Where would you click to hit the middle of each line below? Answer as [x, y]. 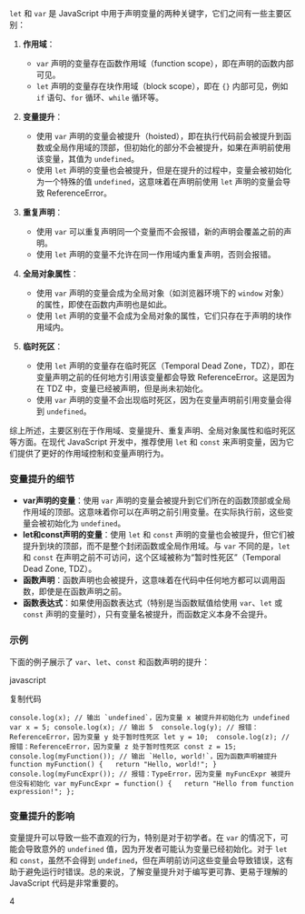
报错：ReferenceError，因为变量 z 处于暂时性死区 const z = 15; [123, 747]
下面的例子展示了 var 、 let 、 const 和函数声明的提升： [110, 661]
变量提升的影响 [42, 816]
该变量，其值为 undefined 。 [87, 159]
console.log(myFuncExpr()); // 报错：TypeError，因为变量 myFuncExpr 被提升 [150, 774]
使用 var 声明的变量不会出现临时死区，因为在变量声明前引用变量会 [160, 400]
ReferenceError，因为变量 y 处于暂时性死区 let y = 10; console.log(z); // [150, 737]
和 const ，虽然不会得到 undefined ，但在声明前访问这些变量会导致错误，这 [148, 860]
